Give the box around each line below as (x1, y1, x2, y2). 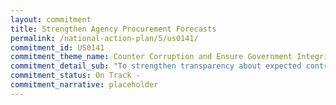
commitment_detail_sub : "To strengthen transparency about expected (10, 61, 302, 71)
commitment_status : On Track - (10, 71, 141, 81)
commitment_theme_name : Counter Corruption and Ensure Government (10, 52, 293, 62)
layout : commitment (10, 14, 92, 25)
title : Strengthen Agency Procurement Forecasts (10, 24, 217, 34)
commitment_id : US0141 (10, 42, 105, 53)
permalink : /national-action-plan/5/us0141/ (10, 33, 199, 43)
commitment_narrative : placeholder (10, 80, 159, 90)
